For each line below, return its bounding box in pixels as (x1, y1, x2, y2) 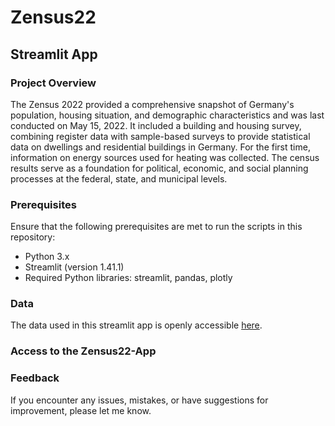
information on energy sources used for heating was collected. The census (10, 151, 320, 163)
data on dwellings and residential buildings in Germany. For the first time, (10, 141, 311, 153)
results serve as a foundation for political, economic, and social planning (10, 162, 309, 174)
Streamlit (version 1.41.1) (24, 261, 125, 273)
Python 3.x (24, 251, 70, 263)
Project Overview (10, 76, 97, 90)
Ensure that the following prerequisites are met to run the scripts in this (10, 221, 303, 233)
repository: (10, 231, 56, 243)
